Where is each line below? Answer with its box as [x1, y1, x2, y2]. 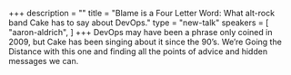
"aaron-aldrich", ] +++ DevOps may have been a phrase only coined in [8, 27, 273, 37]
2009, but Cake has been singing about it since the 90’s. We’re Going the [8, 36, 283, 47]
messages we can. [8, 56, 79, 66]
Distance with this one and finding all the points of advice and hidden [8, 46, 268, 57]
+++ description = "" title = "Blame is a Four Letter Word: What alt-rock [8, 8, 275, 18]
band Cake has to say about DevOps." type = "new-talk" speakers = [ [8, 17, 269, 28]
